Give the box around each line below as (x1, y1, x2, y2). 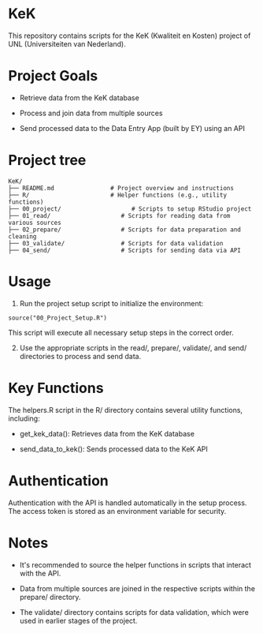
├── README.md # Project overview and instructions (8, 184, 235, 192)
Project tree (8, 152, 87, 170)
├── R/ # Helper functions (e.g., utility (8, 191, 227, 199)
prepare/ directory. (19, 592, 81, 601)
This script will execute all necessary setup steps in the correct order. (8, 328, 234, 337)
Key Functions (8, 379, 104, 397)
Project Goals (8, 67, 98, 85)
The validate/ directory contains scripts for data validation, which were (19, 607, 250, 616)
